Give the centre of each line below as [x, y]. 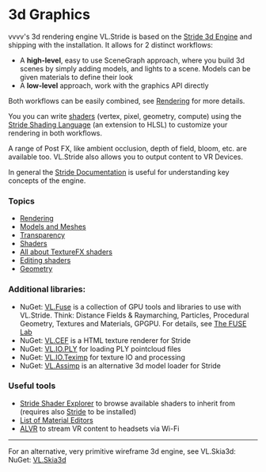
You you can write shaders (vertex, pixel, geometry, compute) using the [125, 116]
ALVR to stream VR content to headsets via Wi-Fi [99, 428]
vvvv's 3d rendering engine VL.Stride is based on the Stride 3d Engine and [130, 36]
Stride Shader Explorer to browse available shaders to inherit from [127, 403]
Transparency [42, 235]
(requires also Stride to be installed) [78, 411]
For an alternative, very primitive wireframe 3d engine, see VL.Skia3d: [122, 451]
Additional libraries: [47, 289]
